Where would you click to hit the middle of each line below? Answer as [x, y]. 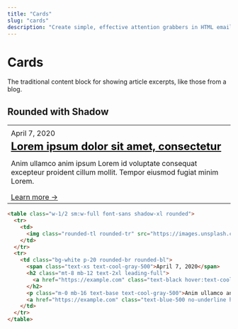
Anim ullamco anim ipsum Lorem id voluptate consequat [104, 164]
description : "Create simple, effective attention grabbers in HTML [110, 27]
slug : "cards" [28, 21]
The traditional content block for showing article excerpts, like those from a [117, 82]
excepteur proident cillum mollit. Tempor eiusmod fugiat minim [115, 172]
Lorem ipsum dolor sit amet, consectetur [116, 146]
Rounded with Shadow [58, 112]
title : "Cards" [30, 14]
